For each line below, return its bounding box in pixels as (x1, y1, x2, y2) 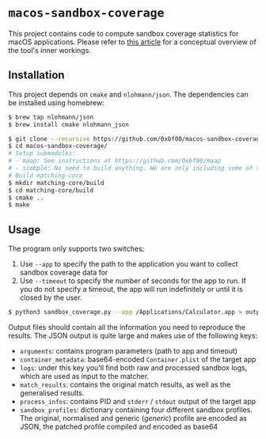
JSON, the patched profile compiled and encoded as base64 (19, 422, 218, 431)
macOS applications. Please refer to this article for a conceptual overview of (8, 37, 257, 47)
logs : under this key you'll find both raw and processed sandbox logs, (19, 362, 248, 373)
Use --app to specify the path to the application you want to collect (19, 259, 239, 269)
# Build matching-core (8, 172, 83, 180)
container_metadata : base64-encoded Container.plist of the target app (19, 354, 256, 364)
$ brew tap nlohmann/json (8, 113, 93, 121)
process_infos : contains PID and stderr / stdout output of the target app (19, 396, 256, 406)
